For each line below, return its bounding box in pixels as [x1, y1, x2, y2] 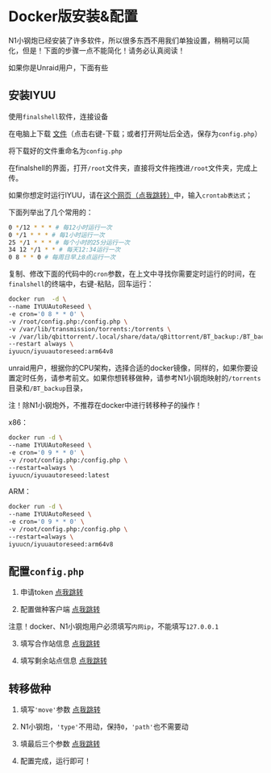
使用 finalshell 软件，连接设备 [8, 111, 109, 121]
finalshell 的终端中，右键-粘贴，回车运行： [8, 279, 155, 289]
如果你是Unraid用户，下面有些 [8, 62, 109, 73]
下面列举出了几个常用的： [8, 207, 94, 217]
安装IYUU [8, 89, 56, 102]
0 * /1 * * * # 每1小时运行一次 [8, 231, 105, 239]
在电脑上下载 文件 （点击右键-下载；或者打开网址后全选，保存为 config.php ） [8, 128, 262, 138]
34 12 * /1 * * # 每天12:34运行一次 [8, 246, 121, 254]
